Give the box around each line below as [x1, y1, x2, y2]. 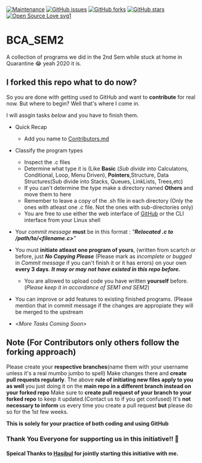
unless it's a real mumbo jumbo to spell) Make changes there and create [6, 369, 187, 376]
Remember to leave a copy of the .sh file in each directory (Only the [24, 197, 194, 204]
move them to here [24, 191, 71, 198]
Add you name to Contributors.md [24, 135, 109, 142]
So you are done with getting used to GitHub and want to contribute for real [6, 93, 195, 100]
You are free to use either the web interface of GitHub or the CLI [24, 209, 184, 217]
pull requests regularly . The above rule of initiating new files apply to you [6, 376, 194, 383]
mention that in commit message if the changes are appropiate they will [15, 301, 194, 309]
